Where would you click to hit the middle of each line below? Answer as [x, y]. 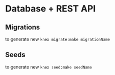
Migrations [23, 27]
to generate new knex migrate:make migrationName [58, 39]
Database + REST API [50, 9]
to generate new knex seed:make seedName [48, 67]
